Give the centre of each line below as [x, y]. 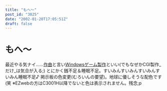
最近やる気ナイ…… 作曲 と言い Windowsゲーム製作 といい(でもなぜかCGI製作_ [83, 65]
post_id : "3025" [22, 14]
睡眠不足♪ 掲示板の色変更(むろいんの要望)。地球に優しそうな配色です [90, 77]
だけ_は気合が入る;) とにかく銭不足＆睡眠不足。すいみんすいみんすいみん [80, 71]
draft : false [19, 24]
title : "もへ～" [21, 10]
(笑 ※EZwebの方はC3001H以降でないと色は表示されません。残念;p [73, 83]
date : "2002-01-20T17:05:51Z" [37, 19]
